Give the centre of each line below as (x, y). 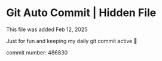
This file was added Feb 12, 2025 (47, 29)
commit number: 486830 (37, 52)
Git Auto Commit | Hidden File (81, 13)
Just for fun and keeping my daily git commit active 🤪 (72, 41)
